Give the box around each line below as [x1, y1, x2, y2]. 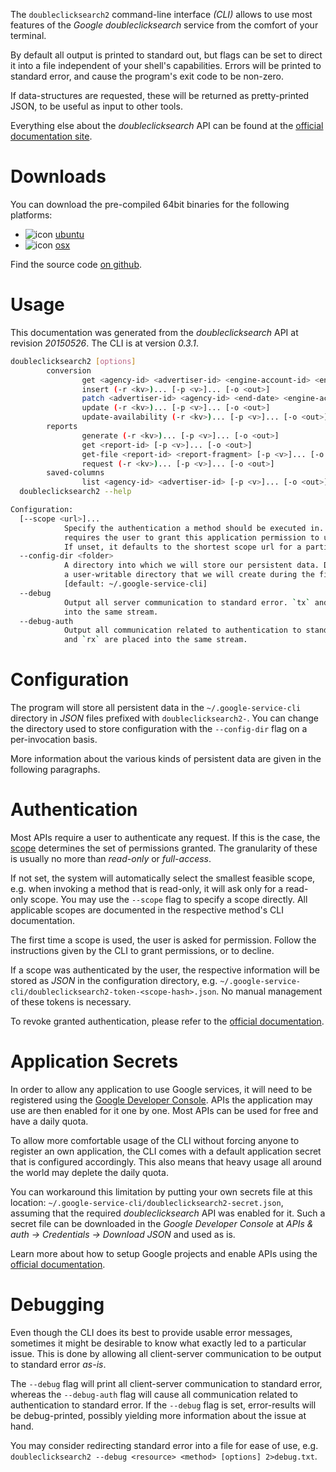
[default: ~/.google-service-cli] [63, 579, 208, 589]
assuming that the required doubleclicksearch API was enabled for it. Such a [10, 1207, 326, 1219]
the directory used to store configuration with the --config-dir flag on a [10, 723, 308, 735]
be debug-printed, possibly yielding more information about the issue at [10, 1409, 307, 1421]
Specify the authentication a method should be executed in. [63, 523, 325, 533]
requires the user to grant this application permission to [63, 532, 320, 543]
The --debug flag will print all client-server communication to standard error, [10, 1377, 323, 1389]
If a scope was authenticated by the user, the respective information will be [10, 964, 320, 976]
